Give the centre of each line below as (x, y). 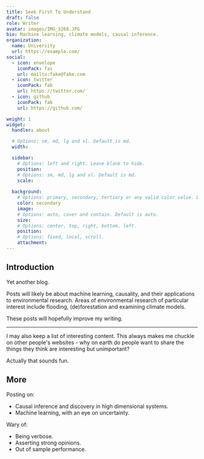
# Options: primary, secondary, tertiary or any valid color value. (106, 198)
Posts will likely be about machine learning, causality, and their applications (101, 294)
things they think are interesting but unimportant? (68, 349)
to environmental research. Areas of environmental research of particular (98, 300)
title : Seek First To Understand (49, 12)
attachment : (32, 243)
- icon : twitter (32, 80)
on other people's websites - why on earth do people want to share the (95, 342)
